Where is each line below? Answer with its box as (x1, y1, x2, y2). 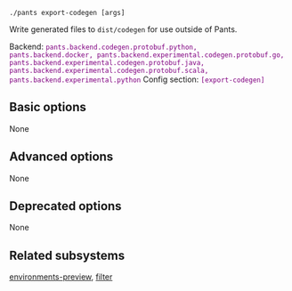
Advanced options (9, 150, 114, 165)
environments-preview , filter (9, 271, 113, 282)
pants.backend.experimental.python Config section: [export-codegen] (9, 74, 265, 85)
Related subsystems (9, 247, 126, 263)
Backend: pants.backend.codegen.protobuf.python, (9, 41, 198, 52)
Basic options (9, 100, 87, 115)
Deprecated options (9, 198, 122, 214)
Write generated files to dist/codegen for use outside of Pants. (9, 24, 238, 35)
